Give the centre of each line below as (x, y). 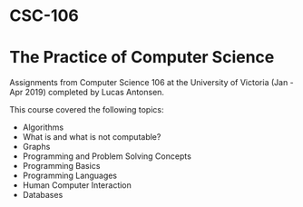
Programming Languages (70, 176)
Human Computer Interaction (77, 185)
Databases (43, 195)
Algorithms (43, 127)
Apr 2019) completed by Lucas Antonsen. (87, 93)
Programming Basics (61, 166)
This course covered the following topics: (87, 110)
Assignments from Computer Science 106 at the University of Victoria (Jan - (152, 83)
